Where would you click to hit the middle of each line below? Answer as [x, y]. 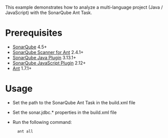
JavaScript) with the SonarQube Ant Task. [49, 13]
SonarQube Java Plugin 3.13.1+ [44, 57]
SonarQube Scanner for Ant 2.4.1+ [48, 52]
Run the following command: [42, 122]
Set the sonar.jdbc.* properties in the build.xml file [65, 112]
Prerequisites [34, 33]
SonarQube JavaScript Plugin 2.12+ [49, 63]
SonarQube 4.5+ [30, 47]
